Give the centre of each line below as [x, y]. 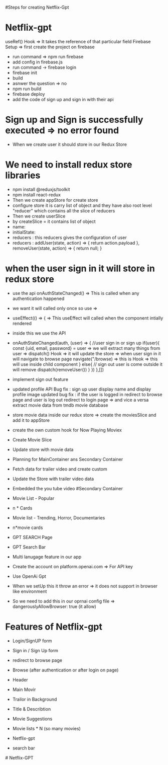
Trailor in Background [35, 699]
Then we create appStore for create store [55, 200]
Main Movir [24, 690]
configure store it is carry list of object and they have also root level [82, 205]
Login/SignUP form [32, 641]
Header [20, 679]
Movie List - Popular [33, 498]
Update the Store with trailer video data [53, 479]
